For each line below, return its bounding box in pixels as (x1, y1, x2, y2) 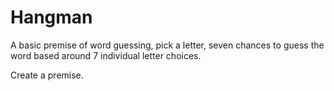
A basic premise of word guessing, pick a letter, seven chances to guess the (10, 39, 325, 51)
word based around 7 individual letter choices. (10, 49, 202, 61)
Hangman (10, 6, 93, 29)
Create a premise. (10, 69, 84, 81)
